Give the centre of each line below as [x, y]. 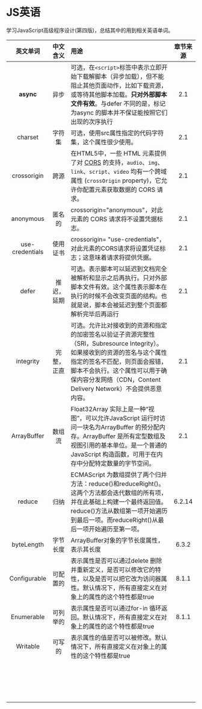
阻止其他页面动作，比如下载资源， [119, 85]
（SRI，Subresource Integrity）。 [117, 343]
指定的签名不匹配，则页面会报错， [119, 361]
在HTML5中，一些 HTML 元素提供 [118, 153]
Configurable [28, 578]
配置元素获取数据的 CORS [119, 189]
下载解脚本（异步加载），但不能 [120, 76]
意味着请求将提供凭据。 [122, 257]
